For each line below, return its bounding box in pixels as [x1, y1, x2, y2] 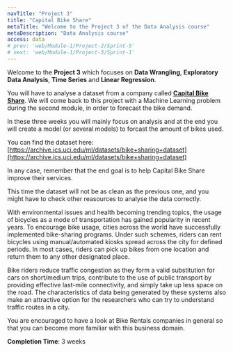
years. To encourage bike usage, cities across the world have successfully [7, 223, 221, 231]
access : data [7, 36, 45, 43]
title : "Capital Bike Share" [7, 17, 92, 24]
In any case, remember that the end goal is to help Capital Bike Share [7, 166, 205, 175]
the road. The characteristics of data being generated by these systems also [7, 288, 226, 296]
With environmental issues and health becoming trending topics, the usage [7, 208, 222, 216]
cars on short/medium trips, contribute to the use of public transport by [7, 273, 212, 282]
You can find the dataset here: [7, 138, 94, 146]
